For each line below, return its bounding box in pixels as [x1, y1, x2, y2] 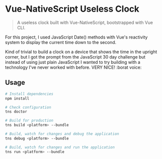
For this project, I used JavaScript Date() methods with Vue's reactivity [5, 34, 148, 40]
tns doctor [5, 109, 27, 114]
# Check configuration [5, 105, 51, 110]
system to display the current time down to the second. [5, 39, 116, 45]
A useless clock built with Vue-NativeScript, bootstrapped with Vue [17, 20, 153, 25]
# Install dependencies [5, 91, 54, 96]
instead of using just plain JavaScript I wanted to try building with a [5, 59, 140, 65]
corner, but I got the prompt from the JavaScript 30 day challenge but [5, 54, 146, 60]
